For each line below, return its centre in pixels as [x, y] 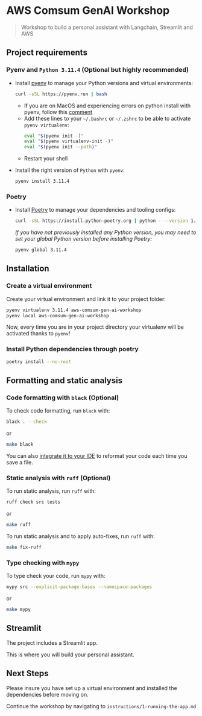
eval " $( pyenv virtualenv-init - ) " [68, 141]
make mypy [19, 610]
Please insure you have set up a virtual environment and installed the [92, 688]
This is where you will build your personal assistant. [70, 654]
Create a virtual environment [49, 286]
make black [20, 445]
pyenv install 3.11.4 [42, 182]
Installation [28, 269]
